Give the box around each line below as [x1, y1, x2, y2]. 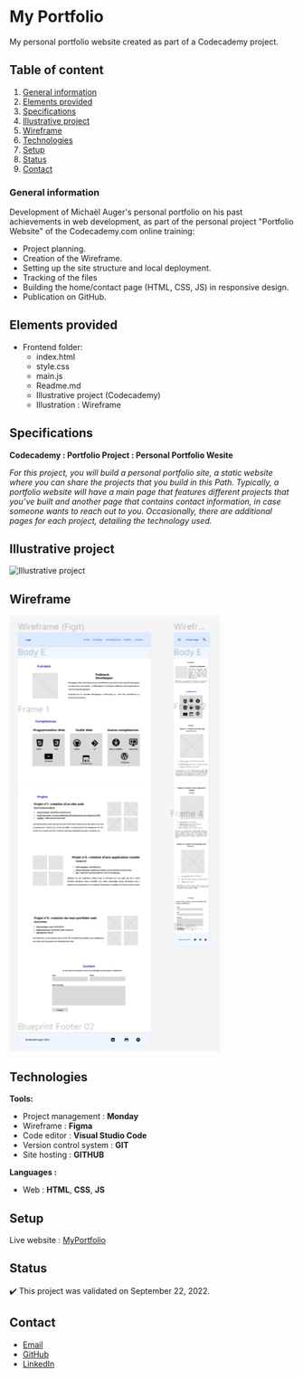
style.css [35, 360, 71, 372]
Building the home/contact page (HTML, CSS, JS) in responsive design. [22, 282, 289, 293]
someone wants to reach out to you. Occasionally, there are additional [9, 505, 273, 517]
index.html [35, 351, 75, 362]
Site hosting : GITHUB [22, 1149, 105, 1160]
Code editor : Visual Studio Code [22, 1130, 147, 1141]
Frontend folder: [22, 341, 83, 352]
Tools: [9, 1093, 33, 1105]
